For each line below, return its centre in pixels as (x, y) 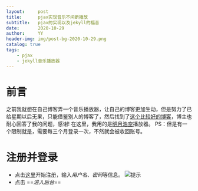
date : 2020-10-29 (35, 28)
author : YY (25, 34)
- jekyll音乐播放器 (38, 61)
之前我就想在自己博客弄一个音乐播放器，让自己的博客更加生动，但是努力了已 (99, 109)
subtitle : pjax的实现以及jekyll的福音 (53, 22)
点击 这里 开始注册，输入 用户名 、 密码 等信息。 (69, 175)
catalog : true (24, 45)
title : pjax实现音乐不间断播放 (47, 17)
